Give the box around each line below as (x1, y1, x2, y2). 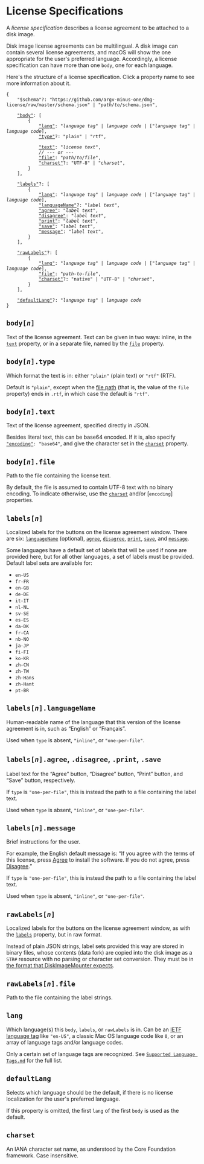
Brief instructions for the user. (6, 838, 80, 845)
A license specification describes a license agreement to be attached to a (6, 24, 189, 31)
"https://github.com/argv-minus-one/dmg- (49, 97, 155, 103)
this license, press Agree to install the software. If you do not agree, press (6, 856, 190, 863)
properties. (6, 497, 34, 504)
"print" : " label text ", (38, 218, 98, 224)
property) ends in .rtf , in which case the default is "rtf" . (6, 390, 150, 397)
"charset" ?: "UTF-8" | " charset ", (38, 160, 126, 166)
